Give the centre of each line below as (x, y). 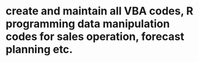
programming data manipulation (88, 24)
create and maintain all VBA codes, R (99, 11)
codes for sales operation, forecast (95, 37)
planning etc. (39, 50)
